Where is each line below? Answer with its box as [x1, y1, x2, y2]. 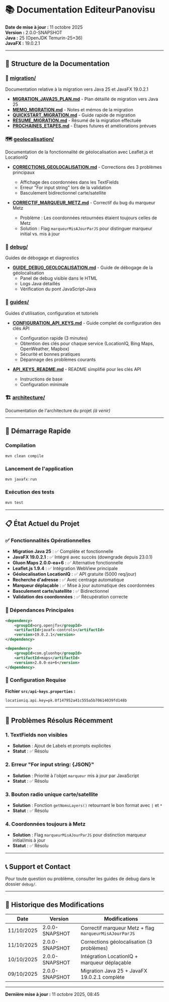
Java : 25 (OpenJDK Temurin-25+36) [5, 35, 83, 41]
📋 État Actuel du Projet [5, 520, 79, 528]
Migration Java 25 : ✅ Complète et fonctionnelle [12, 548, 114, 554]
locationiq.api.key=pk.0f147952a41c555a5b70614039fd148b [5, 698, 127, 703]
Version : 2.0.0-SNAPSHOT [5, 29, 62, 35]
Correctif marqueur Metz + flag [80, 924, 154, 931]
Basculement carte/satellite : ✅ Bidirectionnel [12, 588, 109, 594]
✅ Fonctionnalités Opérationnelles [5, 537, 91, 544]
